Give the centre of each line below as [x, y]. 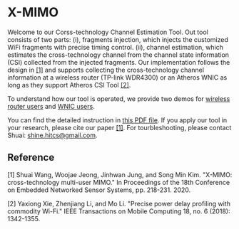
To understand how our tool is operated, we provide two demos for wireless [119, 98]
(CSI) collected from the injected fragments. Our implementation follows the [119, 62]
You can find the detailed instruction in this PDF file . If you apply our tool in [117, 120]
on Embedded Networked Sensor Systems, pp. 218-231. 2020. [99, 190]
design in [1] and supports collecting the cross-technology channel [106, 70]
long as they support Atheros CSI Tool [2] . [69, 85]
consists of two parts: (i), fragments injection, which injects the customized [118, 39]
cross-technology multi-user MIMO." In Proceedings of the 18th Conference [119, 182]
